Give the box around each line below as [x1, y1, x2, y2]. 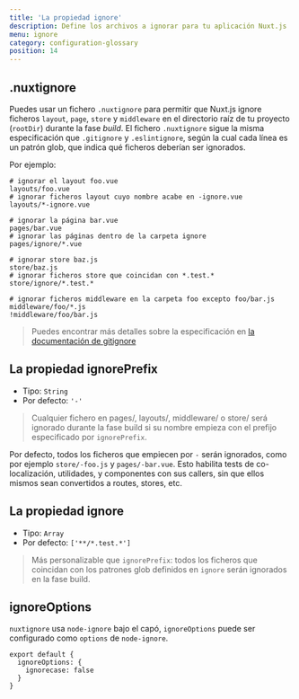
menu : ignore [9, 30, 58, 39]
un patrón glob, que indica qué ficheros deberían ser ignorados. [9, 141, 246, 153]
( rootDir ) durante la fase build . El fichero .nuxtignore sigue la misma [9, 122, 265, 133]
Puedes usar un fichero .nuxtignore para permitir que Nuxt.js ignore [9, 103, 262, 114]
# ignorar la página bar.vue [9, 216, 119, 225]
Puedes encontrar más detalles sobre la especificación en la [31, 325, 255, 337]
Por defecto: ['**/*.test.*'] [22, 536, 132, 548]
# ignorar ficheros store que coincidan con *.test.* [9, 270, 215, 279]
